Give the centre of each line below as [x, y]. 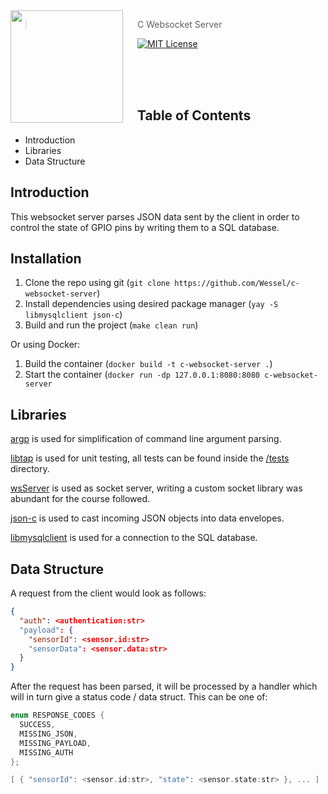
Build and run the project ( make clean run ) [111, 325]
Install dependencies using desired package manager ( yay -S [151, 304]
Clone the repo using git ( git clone [97, 283]
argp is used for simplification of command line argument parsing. [146, 439]
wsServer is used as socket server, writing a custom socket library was [156, 488]
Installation [46, 259]
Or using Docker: [45, 345]
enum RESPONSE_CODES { [57, 715]
